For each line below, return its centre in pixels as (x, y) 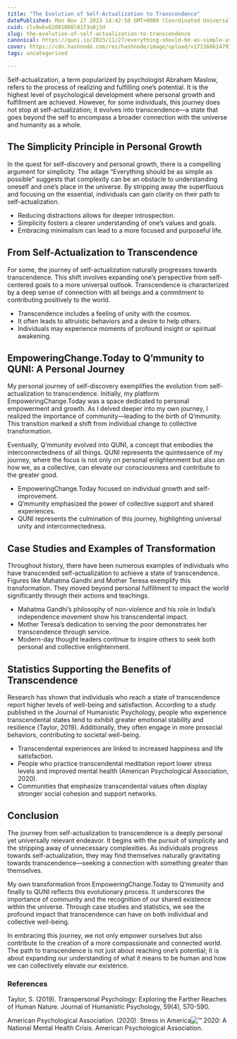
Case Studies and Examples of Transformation (112, 548)
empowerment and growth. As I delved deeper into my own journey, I (108, 409)
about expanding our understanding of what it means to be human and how (117, 958)
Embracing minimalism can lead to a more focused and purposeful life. (120, 230)
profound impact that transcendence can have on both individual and (108, 914)
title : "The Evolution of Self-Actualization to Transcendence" (104, 14)
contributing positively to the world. (59, 300)
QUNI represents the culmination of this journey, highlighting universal (120, 519)
